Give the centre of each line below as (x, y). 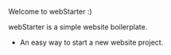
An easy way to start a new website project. (91, 42)
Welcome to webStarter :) (51, 12)
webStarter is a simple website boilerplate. (78, 27)
